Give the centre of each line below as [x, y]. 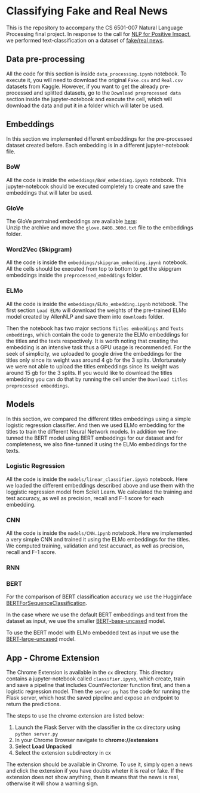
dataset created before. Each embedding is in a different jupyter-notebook [98, 145]
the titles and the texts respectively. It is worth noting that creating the [92, 341]
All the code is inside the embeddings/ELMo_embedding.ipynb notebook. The [97, 304]
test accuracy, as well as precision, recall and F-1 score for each [85, 498]
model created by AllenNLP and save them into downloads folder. [85, 316]
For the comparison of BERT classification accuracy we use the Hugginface [99, 597]
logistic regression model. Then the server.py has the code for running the [98, 691]
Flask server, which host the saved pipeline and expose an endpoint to [93, 698]
